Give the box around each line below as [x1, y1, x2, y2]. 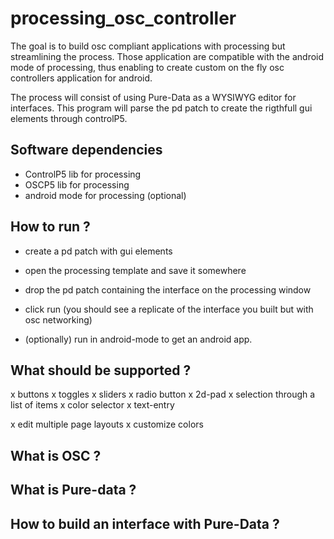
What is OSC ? [10, 447, 102, 464]
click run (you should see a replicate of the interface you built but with [24, 303, 314, 315]
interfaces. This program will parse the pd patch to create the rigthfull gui [10, 102, 313, 114]
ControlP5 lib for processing [24, 168, 142, 180]
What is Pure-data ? [10, 482, 137, 499]
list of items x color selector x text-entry [10, 399, 175, 411]
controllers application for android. [10, 72, 153, 84]
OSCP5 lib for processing [24, 178, 130, 191]
